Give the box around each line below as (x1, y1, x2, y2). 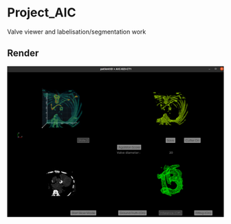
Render (7, 47, 39, 59)
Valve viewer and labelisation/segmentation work (7, 27, 146, 36)
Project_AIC (7, 5, 76, 21)
